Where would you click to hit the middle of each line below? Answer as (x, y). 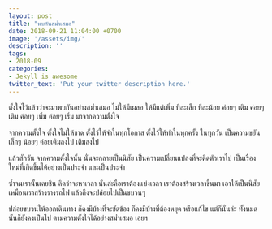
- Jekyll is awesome (43, 76)
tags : (17, 54)
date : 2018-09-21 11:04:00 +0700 (65, 31)
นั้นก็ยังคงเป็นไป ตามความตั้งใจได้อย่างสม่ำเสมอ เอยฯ (78, 218)
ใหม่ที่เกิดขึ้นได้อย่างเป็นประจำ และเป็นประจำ (67, 166)
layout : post (30, 16)
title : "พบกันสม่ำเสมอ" (42, 24)
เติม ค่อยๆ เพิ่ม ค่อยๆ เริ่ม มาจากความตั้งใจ (64, 116)
